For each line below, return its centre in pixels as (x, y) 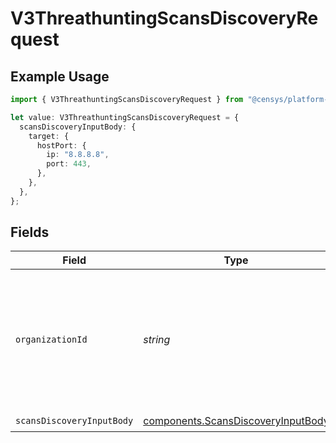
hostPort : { (61, 145)
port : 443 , (69, 164)
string (157, 340)
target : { (49, 136)
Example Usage (60, 76)
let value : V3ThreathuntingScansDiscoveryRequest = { (125, 117)
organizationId (51, 340)
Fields (30, 232)
